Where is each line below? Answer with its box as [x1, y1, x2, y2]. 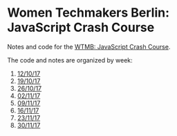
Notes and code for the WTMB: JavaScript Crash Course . [7, 42, 171, 51]
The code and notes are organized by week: [7, 56, 133, 64]
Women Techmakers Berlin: [7, 5, 170, 21]
